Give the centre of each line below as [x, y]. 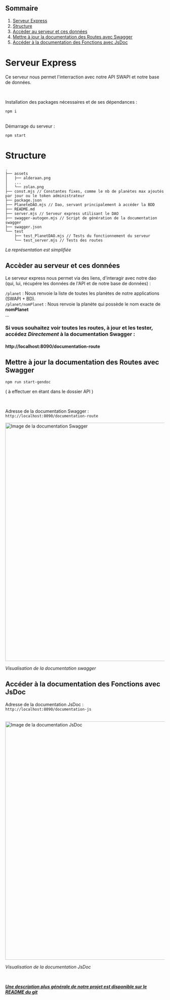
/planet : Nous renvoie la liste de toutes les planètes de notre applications [82, 293]
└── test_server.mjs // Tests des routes [58, 240]
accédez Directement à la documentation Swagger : [70, 334]
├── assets [17, 173]
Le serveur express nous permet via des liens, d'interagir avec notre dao [81, 278]
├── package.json [24, 200]
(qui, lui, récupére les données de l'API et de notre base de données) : [78, 283]
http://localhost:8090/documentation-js [49, 709]
